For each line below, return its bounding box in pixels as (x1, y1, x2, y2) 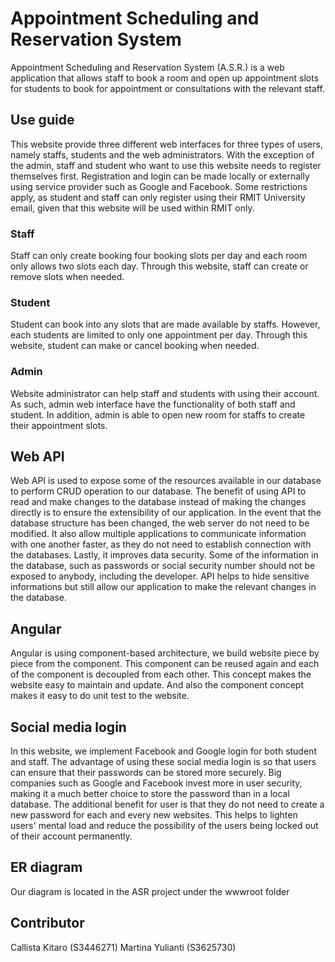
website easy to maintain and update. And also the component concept (10, 679, 304, 691)
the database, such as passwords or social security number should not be (10, 560, 316, 572)
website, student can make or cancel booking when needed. (10, 340, 260, 352)
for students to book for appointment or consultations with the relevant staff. (10, 82, 325, 94)
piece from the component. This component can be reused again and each (10, 658, 320, 670)
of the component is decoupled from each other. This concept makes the (10, 668, 312, 681)
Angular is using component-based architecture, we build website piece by (10, 647, 320, 659)
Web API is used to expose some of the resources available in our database (10, 475, 322, 487)
